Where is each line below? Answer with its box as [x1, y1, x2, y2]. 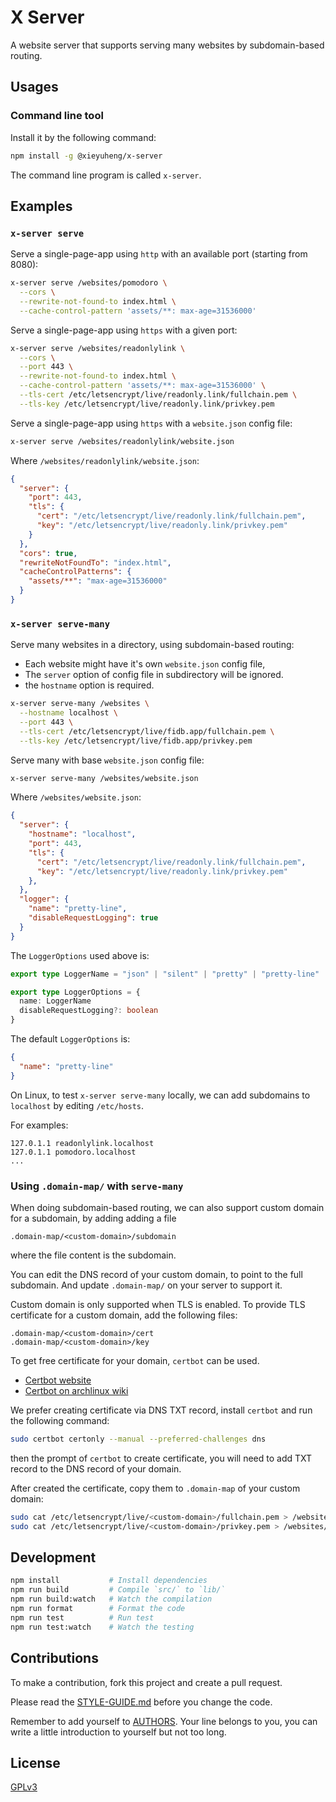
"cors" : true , [19, 548, 78, 558]
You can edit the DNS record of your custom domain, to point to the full [10, 1269, 303, 1281]
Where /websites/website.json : [10, 791, 142, 803]
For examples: [10, 1119, 69, 1131]
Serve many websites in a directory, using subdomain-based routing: [10, 639, 295, 651]
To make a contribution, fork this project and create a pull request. [10, 1676, 283, 1688]
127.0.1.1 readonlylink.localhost [10, 1138, 155, 1148]
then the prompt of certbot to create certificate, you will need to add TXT [10, 1452, 313, 1464]
